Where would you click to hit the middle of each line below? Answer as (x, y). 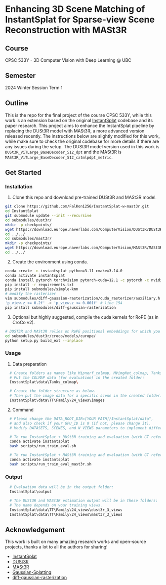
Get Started (23, 173)
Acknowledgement (35, 530)
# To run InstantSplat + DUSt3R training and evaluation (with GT (79, 437)
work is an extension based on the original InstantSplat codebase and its (79, 120)
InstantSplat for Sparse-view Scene (80, 20)
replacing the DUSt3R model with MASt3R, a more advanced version (75, 131)
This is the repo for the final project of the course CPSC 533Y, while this (79, 115)
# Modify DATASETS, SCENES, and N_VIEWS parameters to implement (78, 428)
